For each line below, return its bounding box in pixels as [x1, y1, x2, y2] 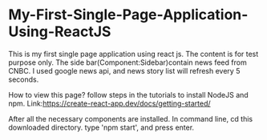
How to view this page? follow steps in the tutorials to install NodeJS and [8, 90, 249, 99]
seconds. [8, 74, 39, 84]
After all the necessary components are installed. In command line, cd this [8, 114, 253, 123]
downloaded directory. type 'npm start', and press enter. [8, 122, 195, 132]
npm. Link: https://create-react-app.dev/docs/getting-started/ [8, 98, 211, 108]
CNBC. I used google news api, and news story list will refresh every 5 [8, 66, 241, 75]
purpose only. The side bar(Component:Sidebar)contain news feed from [8, 58, 247, 67]
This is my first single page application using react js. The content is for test [8, 49, 259, 58]
